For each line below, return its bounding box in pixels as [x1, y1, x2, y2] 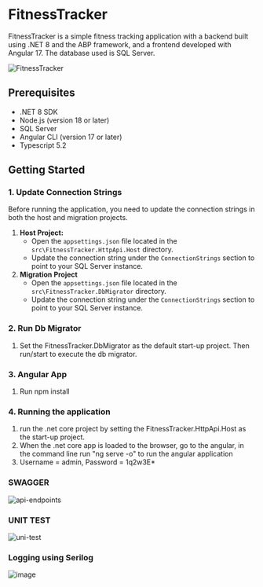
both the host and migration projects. [8, 213, 128, 222]
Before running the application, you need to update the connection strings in [8, 204, 255, 214]
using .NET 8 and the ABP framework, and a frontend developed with [8, 39, 232, 49]
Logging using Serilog [8, 552, 94, 563]
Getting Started [8, 163, 86, 177]
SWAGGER [8, 477, 49, 488]
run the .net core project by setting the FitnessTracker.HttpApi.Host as [19, 424, 247, 434]
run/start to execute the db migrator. [19, 349, 137, 358]
